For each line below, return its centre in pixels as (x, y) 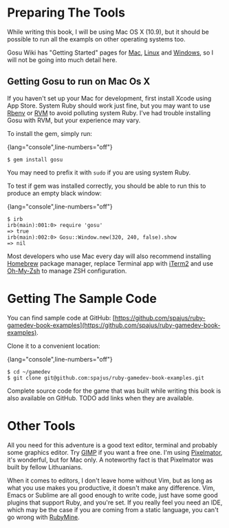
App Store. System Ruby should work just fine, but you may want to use (109, 106)
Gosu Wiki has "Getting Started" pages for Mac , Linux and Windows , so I (110, 52)
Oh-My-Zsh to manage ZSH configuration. (67, 271)
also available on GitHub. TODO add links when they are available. (101, 398)
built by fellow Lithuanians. (45, 467)
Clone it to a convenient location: (54, 346)
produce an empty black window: (54, 193)
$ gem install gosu (35, 159)
